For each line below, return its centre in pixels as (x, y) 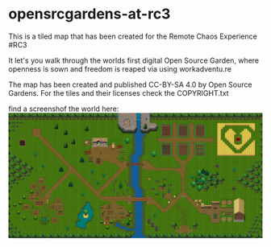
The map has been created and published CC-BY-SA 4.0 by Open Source (130, 84)
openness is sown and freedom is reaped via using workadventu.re (120, 68)
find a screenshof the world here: (64, 109)
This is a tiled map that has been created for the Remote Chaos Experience (133, 36)
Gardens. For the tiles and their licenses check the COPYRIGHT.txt (119, 93)
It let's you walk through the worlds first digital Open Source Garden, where (134, 60)
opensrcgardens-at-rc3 (90, 14)
